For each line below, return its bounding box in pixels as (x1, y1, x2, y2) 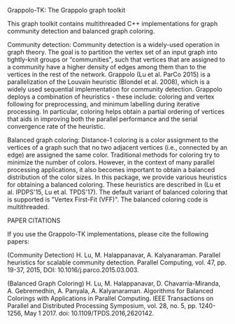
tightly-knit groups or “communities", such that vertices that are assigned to (7, 55, 226, 64)
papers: (7, 237, 29, 246)
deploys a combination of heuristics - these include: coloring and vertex (7, 92, 215, 101)
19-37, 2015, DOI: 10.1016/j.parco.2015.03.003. (7, 266, 139, 274)
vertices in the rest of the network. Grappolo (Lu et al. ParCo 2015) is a (7, 70, 211, 78)
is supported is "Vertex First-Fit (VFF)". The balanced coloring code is (7, 195, 208, 204)
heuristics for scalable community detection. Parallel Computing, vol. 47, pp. (7, 258, 227, 267)
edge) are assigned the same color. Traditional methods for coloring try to (7, 150, 220, 159)
